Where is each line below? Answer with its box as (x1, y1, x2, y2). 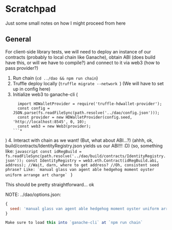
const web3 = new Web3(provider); (17, 124, 91, 129)
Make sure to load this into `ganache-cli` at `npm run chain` (5, 220, 143, 225)
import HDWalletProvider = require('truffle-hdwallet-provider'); (17, 101, 162, 106)
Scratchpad (5, 3, 56, 15)
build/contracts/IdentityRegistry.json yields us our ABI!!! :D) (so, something (5, 142, 163, 149)
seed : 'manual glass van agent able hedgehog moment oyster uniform (10, 206, 159, 211)
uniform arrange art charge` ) (5, 171, 73, 178)
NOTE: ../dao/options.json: (5, 191, 61, 198)
